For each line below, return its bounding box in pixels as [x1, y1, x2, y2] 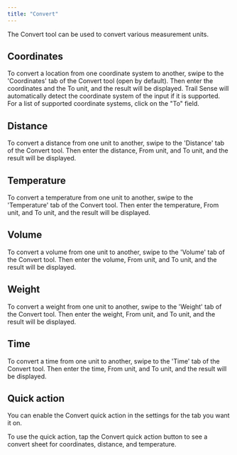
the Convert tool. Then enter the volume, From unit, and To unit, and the [7, 255, 218, 263]
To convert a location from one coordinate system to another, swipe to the [7, 69, 224, 78]
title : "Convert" [7, 10, 59, 18]
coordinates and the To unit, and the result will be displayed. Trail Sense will [7, 84, 229, 93]
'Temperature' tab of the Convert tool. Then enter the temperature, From [7, 201, 219, 209]
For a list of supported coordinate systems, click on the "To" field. [7, 99, 200, 108]
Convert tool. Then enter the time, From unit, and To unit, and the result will [7, 364, 227, 373]
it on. [7, 419, 23, 427]
